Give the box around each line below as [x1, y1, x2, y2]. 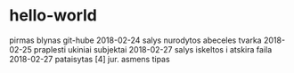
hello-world [9, 5, 98, 26]
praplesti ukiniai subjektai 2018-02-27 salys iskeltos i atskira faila [34, 44, 273, 54]
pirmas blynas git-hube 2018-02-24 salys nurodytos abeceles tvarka [9, 35, 262, 45]
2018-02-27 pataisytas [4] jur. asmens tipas [9, 53, 171, 64]
